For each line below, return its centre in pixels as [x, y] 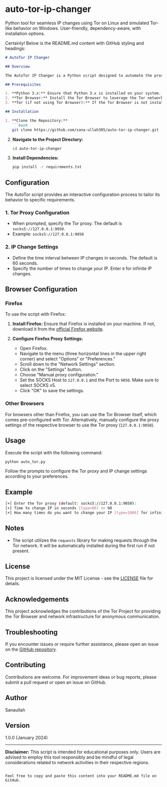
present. [21, 551]
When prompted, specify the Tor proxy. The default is [67, 223]
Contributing [25, 665]
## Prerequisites [23, 85]
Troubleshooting [32, 632]
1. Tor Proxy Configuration [37, 213]
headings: [15, 48]
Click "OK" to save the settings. [52, 391]
